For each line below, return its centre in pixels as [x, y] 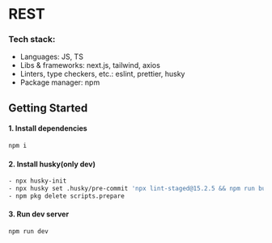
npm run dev [28, 231]
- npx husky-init [38, 181]
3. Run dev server [39, 214]
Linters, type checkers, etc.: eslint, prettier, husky [102, 74]
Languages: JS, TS [51, 57]
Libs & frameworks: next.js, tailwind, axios [90, 65]
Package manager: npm [60, 82]
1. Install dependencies [48, 128]
